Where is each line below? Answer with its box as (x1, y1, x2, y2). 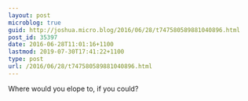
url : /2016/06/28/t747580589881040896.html (8, 63, 153, 70)
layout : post (8, 11, 51, 20)
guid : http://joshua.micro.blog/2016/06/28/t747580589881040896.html (8, 26, 241, 34)
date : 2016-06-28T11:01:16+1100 (8, 41, 114, 49)
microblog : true (8, 19, 61, 27)
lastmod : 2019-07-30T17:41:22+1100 (8, 48, 125, 56)
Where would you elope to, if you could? (8, 84, 139, 93)
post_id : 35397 (8, 33, 58, 41)
